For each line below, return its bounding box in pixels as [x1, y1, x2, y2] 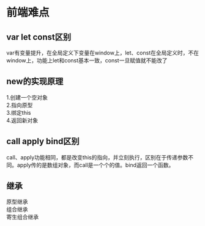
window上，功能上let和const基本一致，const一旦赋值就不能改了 [6, 57, 168, 64]
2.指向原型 [6, 101, 33, 109]
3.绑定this [6, 109, 32, 116]
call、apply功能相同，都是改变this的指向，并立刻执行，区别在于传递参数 [6, 153, 188, 161]
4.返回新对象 [6, 117, 39, 124]
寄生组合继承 [6, 213, 39, 221]
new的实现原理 [6, 76, 64, 87]
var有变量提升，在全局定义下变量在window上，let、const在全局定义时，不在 [6, 49, 199, 56]
